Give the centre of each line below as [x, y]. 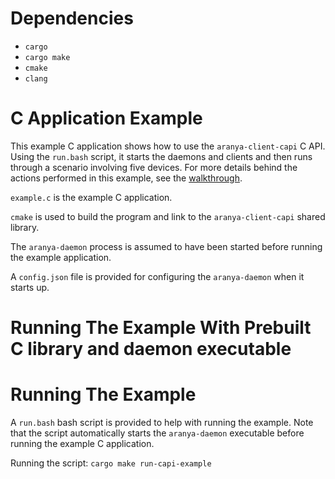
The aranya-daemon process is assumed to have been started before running [166, 246]
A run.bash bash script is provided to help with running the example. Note [162, 422]
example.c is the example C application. [91, 197]
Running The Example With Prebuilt [161, 328]
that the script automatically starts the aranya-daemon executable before [157, 433]
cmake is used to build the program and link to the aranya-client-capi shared [168, 216]
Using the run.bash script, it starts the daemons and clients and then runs [161, 156]
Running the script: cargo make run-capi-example [111, 463]
